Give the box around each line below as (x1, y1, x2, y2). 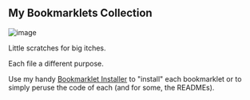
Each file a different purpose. (8, 58, 104, 68)
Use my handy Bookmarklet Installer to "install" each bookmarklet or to (8, 74, 242, 83)
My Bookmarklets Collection (8, 6, 153, 20)
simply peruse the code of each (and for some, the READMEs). (8, 82, 215, 92)
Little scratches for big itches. (8, 43, 106, 53)
